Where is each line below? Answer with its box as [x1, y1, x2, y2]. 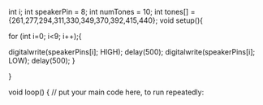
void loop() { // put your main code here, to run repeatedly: [8, 87, 205, 97]
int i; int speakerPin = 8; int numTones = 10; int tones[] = [8, 7, 196, 16]
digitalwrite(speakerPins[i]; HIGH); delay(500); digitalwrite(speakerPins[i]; [8, 47, 256, 56]
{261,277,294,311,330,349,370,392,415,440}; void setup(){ [8, 15, 204, 25]
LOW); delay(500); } [8, 56, 75, 65]
